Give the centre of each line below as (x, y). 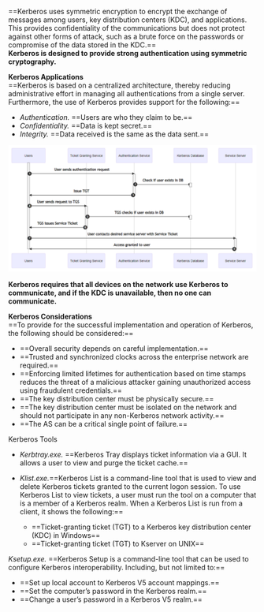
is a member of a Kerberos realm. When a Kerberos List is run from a (131, 503)
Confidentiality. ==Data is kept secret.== (86, 126)
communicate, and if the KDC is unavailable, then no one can (110, 293)
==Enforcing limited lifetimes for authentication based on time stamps (133, 374)
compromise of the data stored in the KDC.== (82, 45)
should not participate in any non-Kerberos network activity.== (122, 416)
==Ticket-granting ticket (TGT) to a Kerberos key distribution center (141, 527)
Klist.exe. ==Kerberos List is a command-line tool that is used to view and (138, 478)
